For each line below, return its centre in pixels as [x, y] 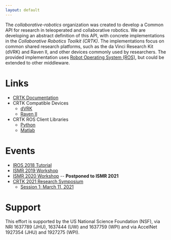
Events [20, 151]
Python [28, 125]
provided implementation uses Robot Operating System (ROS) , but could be [85, 57]
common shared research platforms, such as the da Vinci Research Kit [79, 46]
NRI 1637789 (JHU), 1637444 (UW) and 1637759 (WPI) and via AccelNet [81, 227]
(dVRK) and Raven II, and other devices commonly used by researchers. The [86, 52]
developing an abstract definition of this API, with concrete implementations [85, 35]
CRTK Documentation [35, 97]
